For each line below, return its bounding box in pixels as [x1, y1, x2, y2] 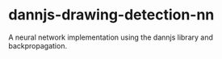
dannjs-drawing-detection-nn [8, 6, 215, 24]
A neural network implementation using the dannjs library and [8, 32, 214, 42]
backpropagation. [8, 40, 67, 50]
